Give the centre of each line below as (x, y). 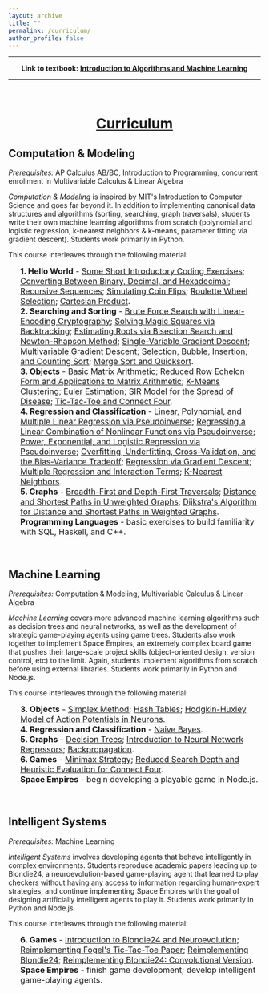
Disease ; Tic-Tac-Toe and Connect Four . (96, 402)
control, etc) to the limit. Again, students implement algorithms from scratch (133, 661)
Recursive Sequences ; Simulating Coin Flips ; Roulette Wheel (134, 291)
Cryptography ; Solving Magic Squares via (137, 322)
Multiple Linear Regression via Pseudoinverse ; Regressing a (132, 422)
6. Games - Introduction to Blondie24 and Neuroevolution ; (129, 939)
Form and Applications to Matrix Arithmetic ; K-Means (120, 382)
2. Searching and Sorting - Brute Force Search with (118, 311)
